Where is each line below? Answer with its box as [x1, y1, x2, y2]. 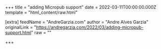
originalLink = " [5, 24, 36, 30]
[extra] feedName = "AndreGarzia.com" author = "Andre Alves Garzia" [5, 19, 149, 25]
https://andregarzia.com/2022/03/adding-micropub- [36, 24, 144, 30]
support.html [5, 30, 31, 35]
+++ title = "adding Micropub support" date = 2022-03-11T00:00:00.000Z [5, 4, 157, 10]
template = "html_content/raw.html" [5, 9, 78, 15]
